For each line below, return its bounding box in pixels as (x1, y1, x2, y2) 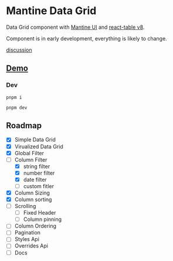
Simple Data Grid (14, 136, 56, 143)
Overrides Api (14, 242, 49, 249)
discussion (6, 46, 32, 53)
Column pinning (23, 216, 62, 223)
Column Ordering (14, 222, 57, 230)
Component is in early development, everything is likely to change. (6, 35, 167, 42)
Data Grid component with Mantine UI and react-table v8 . (6, 24, 145, 31)
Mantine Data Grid (6, 4, 97, 18)
